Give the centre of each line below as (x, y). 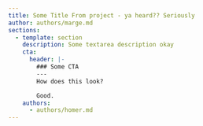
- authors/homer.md (61, 110)
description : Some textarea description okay (98, 45)
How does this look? (70, 81)
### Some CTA (58, 67)
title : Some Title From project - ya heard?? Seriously (101, 15)
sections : (24, 30)
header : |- (47, 60)
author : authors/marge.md (50, 23)
